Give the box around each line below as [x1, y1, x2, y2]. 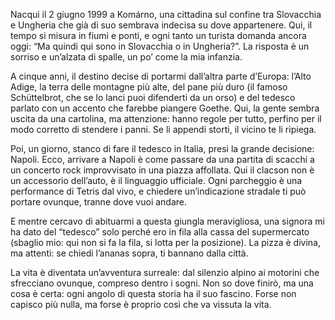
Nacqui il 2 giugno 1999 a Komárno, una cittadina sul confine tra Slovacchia [10, 9, 322, 20]
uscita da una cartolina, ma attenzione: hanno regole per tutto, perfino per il [10, 113, 322, 124]
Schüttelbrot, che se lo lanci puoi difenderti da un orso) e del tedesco [10, 92, 296, 103]
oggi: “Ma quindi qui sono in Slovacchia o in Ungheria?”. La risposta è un [10, 40, 310, 52]
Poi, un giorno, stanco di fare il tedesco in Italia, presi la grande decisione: [10, 143, 315, 154]
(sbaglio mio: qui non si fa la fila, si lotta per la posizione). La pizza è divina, [10, 237, 322, 248]
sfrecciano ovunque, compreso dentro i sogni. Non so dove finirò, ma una [10, 277, 314, 289]
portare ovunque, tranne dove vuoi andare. [10, 196, 188, 208]
